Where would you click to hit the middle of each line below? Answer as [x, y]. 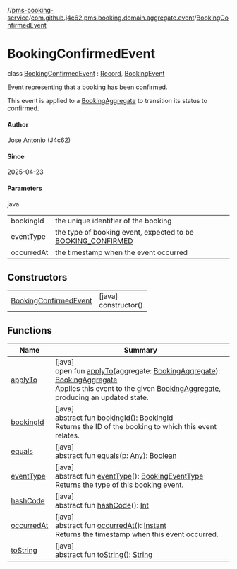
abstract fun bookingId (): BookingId [114, 418]
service [18, 18]
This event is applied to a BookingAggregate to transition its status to [108, 100]
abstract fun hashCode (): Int [102, 505]
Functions [30, 330]
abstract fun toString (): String [104, 555]
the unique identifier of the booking [114, 221]
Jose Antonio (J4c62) [39, 140]
